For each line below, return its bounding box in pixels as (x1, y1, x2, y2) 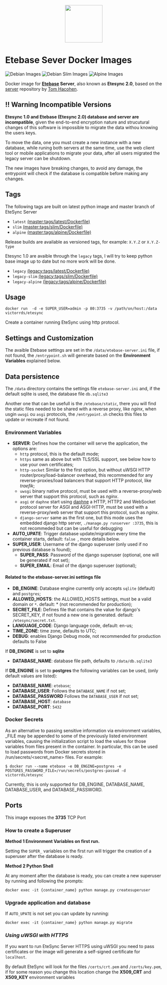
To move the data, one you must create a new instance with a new (5, 139, 141, 145)
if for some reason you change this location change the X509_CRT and (5, 968, 152, 975)
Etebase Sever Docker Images (5, 55, 132, 66)
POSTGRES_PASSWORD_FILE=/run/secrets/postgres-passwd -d (5, 768, 126, 773)
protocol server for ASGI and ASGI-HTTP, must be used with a (19, 504, 148, 510)
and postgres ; (12, 590, 41, 596)
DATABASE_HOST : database (12, 698, 71, 704)
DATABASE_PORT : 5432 (12, 703, 62, 710)
